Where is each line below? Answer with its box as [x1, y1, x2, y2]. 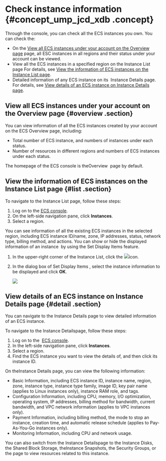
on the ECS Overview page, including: [5, 128, 83, 134]
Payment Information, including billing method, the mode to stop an [12, 414, 150, 420]
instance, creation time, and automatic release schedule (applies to [12, 420, 149, 426]
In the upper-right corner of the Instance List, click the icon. [12, 254, 139, 259]
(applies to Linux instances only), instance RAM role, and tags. [12, 388, 140, 394]
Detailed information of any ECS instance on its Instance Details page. [12, 77, 157, 83]
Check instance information [5, 3, 122, 15]
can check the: [5, 36, 36, 42]
